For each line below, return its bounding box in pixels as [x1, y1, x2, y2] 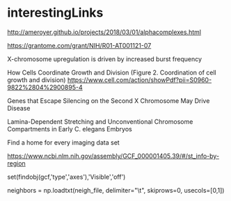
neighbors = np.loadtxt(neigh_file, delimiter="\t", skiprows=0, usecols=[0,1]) [7, 186, 225, 194]
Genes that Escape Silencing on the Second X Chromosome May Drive [7, 96, 210, 105]
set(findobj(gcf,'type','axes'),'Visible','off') [7, 172, 126, 181]
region [7, 159, 26, 168]
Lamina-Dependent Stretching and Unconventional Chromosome [7, 117, 193, 126]
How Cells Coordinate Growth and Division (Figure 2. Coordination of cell [7, 68, 217, 77]
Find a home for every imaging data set [7, 138, 120, 147]
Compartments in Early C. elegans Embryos [7, 124, 132, 133]
